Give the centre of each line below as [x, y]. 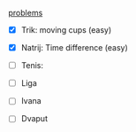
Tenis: [32, 66]
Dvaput [34, 119]
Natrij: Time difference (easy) [75, 48]
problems [26, 13]
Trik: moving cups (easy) [66, 30]
